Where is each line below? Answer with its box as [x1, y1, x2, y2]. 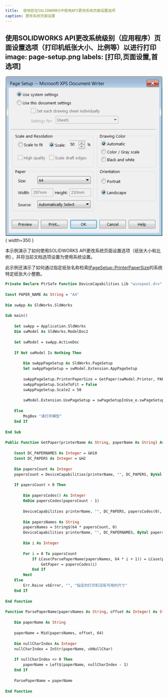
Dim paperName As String [14, 620, 66, 625]
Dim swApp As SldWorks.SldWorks [5, 302, 72, 308]
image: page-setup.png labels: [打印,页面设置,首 [5, 53, 158, 61]
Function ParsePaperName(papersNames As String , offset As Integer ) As [5, 609, 157, 614]
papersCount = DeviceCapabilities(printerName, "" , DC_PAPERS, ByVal [14, 472, 162, 477]
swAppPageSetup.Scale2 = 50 [23, 387, 81, 392]
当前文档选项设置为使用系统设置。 [24, 254, 95, 260]
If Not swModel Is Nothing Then [14, 350, 81, 356]
